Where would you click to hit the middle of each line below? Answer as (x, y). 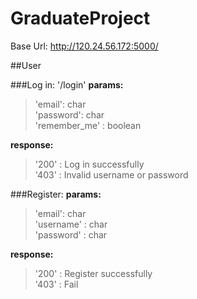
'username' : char (71, 224)
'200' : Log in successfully (89, 164)
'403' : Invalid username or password (111, 174)
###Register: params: (56, 194)
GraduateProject (80, 18)
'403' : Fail (56, 284)
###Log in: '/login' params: (67, 84)
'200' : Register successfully (93, 273)
